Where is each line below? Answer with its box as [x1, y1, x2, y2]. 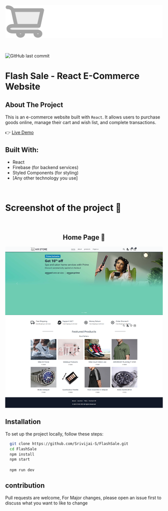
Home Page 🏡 [62, 233, 105, 241]
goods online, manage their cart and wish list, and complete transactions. [5, 119, 156, 125]
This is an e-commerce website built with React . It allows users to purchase [5, 114, 160, 120]
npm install [9, 451, 35, 457]
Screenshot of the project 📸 [5, 202, 121, 213]
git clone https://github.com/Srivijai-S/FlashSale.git [9, 441, 128, 446]
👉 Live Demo [5, 129, 34, 135]
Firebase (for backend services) [12, 164, 79, 170]
